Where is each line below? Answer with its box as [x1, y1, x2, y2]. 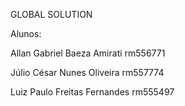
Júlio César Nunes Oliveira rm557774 [10, 67, 165, 78]
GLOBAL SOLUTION [10, 9, 93, 20]
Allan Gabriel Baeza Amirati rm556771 [10, 47, 166, 59]
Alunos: [10, 28, 42, 39]
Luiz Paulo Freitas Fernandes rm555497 [10, 86, 175, 98]
